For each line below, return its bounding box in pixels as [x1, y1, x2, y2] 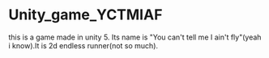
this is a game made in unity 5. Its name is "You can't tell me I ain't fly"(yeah [8, 32, 262, 42]
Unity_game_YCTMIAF [8, 6, 163, 24]
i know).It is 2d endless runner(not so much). [8, 40, 159, 50]
